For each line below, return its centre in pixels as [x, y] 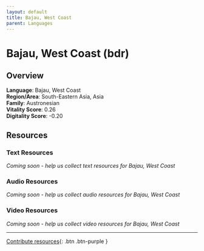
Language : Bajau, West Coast [43, 90]
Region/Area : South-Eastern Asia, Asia [55, 97]
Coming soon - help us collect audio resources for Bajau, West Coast [93, 194]
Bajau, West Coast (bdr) [68, 53]
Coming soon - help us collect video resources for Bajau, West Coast [93, 224]
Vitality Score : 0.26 [31, 109]
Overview [25, 76]
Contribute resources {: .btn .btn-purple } [57, 241]
